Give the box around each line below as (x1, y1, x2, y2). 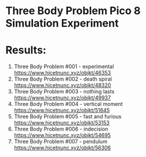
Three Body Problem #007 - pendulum (13, 138, 108, 145)
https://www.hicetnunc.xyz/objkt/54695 (13, 132, 111, 139)
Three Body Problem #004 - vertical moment (13, 101, 123, 108)
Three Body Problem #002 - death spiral (13, 75, 112, 83)
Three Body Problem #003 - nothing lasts (13, 88, 115, 95)
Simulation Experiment (5, 16, 119, 30)
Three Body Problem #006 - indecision (13, 125, 108, 133)
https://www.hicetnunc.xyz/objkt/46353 (13, 69, 111, 76)
